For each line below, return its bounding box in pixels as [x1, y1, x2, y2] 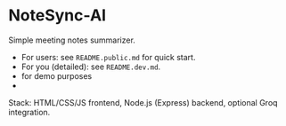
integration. [8, 106, 51, 117]
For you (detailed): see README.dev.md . [20, 61, 161, 72]
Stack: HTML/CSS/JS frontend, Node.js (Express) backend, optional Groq [8, 97, 278, 107]
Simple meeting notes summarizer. [8, 35, 135, 45]
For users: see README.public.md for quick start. [20, 51, 196, 62]
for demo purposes [20, 70, 93, 81]
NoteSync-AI [8, 5, 107, 26]
